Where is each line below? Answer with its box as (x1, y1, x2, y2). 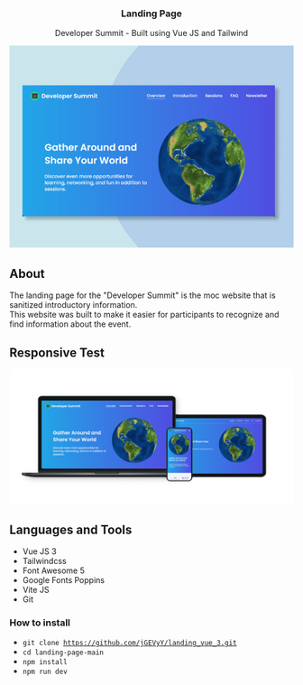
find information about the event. (9, 319, 132, 329)
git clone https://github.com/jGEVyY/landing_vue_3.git (22, 639, 237, 648)
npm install (22, 658, 68, 667)
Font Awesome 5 (22, 565, 86, 576)
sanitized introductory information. (9, 300, 138, 310)
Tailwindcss (22, 556, 67, 567)
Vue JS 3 (22, 546, 57, 557)
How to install (9, 616, 70, 629)
